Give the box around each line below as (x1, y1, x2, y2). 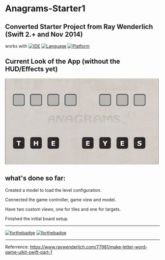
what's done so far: (5, 174, 66, 182)
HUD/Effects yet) (5, 65, 58, 74)
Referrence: (5, 244, 29, 250)
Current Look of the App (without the (5, 57, 120, 66)
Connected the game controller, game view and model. (5, 197, 116, 203)
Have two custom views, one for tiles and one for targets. (5, 206, 121, 212)
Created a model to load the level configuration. (5, 187, 102, 193)
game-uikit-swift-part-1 (5, 249, 53, 255)
